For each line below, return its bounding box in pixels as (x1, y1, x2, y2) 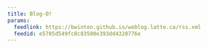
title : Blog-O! (7, 10, 52, 18)
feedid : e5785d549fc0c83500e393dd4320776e (13, 30, 141, 37)
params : (7, 17, 30, 24)
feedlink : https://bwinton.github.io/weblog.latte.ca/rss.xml (13, 23, 201, 30)
